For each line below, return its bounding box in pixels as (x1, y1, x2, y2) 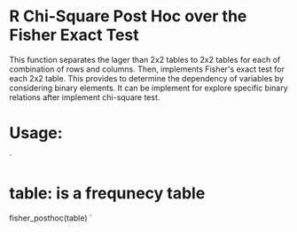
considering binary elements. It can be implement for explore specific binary (9, 82, 288, 93)
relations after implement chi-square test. (9, 91, 160, 103)
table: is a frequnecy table (9, 183, 206, 204)
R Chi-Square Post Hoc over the (9, 6, 247, 27)
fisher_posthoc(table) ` (9, 213, 93, 223)
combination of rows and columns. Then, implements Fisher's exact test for (9, 64, 285, 74)
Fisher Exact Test (9, 25, 139, 45)
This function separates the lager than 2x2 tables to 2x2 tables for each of (9, 54, 281, 65)
